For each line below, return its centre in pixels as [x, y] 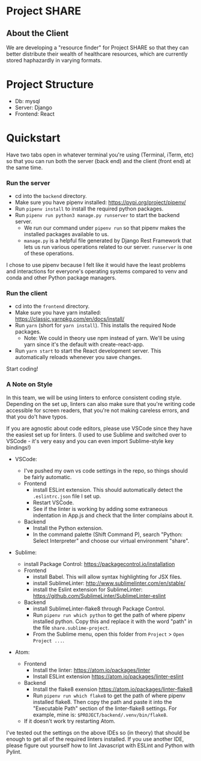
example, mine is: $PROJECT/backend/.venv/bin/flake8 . [100, 714]
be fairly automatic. [48, 477]
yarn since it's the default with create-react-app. [84, 345]
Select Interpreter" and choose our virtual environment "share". [111, 540]
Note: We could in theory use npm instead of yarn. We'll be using [104, 338]
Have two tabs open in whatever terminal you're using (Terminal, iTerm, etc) [100, 155]
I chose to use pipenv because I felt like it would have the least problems [96, 265]
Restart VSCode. [53, 503]
